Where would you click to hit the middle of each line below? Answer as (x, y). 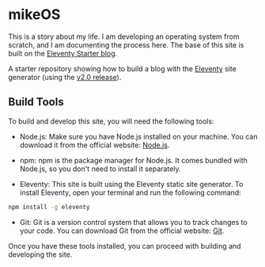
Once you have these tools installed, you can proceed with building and (125, 246)
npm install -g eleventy (49, 207)
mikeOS (34, 15)
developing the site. (40, 254)
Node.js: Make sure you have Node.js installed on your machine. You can (138, 136)
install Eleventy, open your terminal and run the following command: (130, 193)
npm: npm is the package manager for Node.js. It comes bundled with (133, 160)
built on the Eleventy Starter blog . (63, 53)
